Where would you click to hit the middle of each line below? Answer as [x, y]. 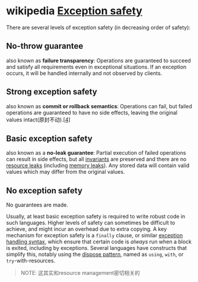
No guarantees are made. [37, 205]
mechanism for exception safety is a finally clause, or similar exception [95, 236]
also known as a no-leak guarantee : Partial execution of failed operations [96, 153]
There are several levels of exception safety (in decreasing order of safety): [98, 27]
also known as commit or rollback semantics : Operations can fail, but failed [99, 106]
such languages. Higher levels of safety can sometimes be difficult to [91, 223]
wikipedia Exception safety [74, 11]
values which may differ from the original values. [66, 172]
